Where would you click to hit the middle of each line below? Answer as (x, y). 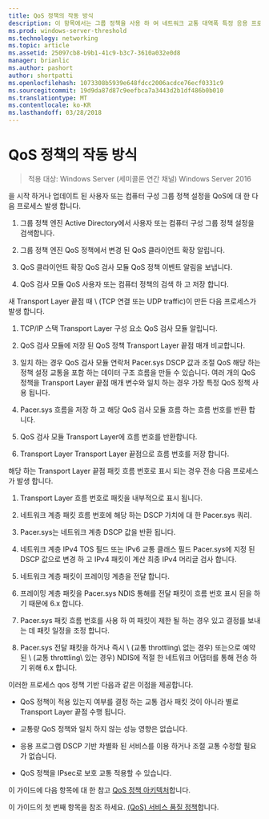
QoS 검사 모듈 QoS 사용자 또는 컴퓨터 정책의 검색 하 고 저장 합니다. (124, 284)
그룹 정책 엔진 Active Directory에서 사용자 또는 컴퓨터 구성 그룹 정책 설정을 (137, 222)
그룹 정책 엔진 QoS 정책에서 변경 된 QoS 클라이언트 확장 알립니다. (122, 250)
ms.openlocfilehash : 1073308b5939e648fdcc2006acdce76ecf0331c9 (116, 83)
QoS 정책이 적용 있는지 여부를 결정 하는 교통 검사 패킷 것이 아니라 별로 (129, 701)
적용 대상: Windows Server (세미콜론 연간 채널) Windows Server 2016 (140, 178)
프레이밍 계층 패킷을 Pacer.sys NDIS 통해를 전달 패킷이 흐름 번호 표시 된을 (136, 593)
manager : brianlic (39, 61)
